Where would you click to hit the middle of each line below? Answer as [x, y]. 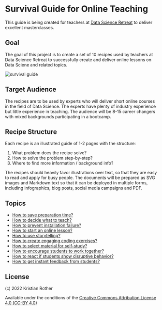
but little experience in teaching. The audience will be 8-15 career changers [80, 111]
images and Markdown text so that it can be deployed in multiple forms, [76, 183]
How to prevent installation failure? [46, 225]
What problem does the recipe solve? [49, 153]
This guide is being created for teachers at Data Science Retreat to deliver [79, 22]
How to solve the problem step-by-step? [52, 158]
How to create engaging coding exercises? [55, 241]
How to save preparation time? [43, 215]
